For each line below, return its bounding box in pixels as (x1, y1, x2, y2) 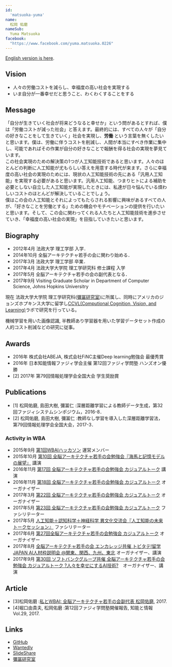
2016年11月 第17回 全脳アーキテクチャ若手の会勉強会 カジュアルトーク (12, 466, 160, 473)
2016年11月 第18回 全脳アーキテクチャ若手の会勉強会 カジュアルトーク (12, 479, 161, 485)
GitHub (12, 639, 28, 645)
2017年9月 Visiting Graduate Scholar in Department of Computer (12, 278, 149, 284)
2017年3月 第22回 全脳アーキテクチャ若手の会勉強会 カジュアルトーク (12, 492, 160, 498)
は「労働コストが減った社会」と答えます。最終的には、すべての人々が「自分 (5, 126, 167, 132)
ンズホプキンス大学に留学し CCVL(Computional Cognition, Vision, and (9, 301, 157, 307)
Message (5, 106, 36, 114)
